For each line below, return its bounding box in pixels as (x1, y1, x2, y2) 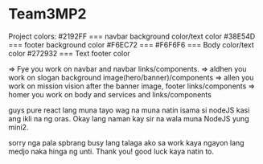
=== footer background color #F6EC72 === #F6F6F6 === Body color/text (8, 39, 255, 49)
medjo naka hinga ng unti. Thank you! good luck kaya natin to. (8, 146, 215, 156)
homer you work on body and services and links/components (8, 89, 212, 99)
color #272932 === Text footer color (8, 48, 130, 58)
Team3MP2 (8, 5, 87, 23)
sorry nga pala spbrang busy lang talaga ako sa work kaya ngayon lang (8, 137, 245, 147)
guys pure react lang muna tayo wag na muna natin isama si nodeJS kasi (8, 105, 250, 115)
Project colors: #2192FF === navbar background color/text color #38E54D (8, 31, 256, 41)
